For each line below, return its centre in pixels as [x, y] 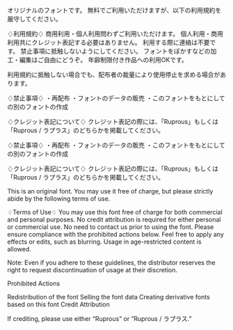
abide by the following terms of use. [59, 198]
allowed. [19, 249]
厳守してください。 [35, 19]
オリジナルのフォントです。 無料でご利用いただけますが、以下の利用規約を [114, 10]
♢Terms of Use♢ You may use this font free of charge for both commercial [115, 212]
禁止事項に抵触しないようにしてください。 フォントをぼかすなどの [115, 51]
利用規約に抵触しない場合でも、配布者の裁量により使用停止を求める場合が [114, 74]
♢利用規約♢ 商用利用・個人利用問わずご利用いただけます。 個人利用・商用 [115, 34]
